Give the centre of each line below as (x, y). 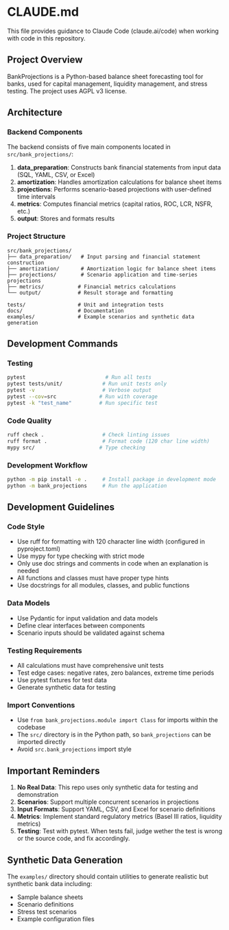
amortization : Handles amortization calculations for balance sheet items (119, 182)
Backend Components (45, 132)
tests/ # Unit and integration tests (86, 305)
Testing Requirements (45, 651)
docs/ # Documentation (66, 311)
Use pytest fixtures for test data (62, 680)
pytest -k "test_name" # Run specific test (82, 403)
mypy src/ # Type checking (76, 447)
